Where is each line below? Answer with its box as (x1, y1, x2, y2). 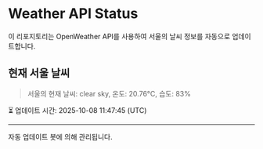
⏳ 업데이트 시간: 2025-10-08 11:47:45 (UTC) (8, 105, 147, 114)
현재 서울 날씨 (8, 67, 70, 80)
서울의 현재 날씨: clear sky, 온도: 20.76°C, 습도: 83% (27, 89, 192, 98)
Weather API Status (8, 5, 139, 23)
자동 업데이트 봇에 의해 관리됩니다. (8, 132, 113, 141)
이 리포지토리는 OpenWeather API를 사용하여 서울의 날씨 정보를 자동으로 (8, 31, 231, 41)
